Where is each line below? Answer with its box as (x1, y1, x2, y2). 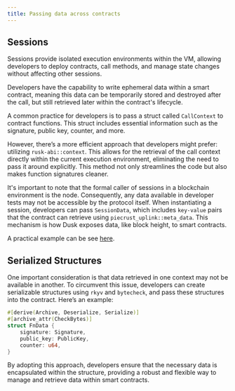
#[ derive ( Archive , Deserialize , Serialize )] (7, 309, 140, 316)
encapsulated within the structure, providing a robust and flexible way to (7, 369, 217, 377)
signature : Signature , (20, 329, 86, 336)
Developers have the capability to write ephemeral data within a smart (7, 83, 210, 92)
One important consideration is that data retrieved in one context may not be (7, 273, 229, 282)
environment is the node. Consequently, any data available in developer (7, 191, 214, 200)
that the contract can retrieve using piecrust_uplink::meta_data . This (7, 213, 208, 221)
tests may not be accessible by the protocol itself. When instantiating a (7, 198, 212, 207)
